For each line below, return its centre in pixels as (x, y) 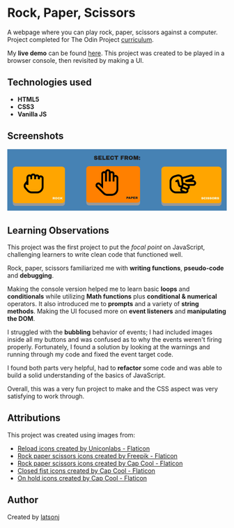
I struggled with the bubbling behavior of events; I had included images (110, 332)
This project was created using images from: (71, 435)
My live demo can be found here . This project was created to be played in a (116, 53)
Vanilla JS (32, 114)
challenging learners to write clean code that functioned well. (95, 255)
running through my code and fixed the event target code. (91, 354)
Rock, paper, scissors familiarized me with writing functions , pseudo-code (116, 268)
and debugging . (31, 276)
